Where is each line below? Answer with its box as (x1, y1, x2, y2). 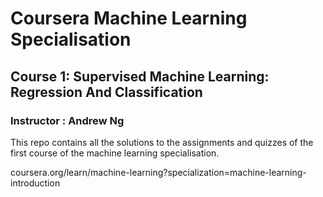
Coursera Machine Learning (10, 7, 248, 30)
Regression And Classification (10, 83, 203, 101)
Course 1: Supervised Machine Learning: (10, 68, 270, 85)
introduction (10, 177, 61, 189)
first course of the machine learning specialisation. (10, 147, 220, 159)
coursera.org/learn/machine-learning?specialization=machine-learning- (10, 166, 307, 178)
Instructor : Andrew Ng (10, 113, 125, 127)
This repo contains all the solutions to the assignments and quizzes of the (10, 136, 314, 148)
